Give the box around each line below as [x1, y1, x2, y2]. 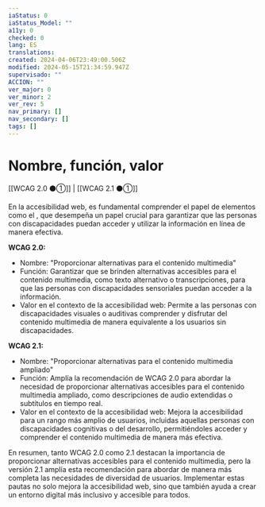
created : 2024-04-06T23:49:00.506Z [8, 56, 126, 64]
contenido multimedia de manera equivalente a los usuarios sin [19, 317, 226, 327]
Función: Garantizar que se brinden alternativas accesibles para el [19, 266, 236, 276]
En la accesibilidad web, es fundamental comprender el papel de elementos [8, 202, 256, 211]
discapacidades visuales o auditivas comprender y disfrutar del [19, 308, 228, 318]
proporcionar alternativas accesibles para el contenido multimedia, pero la [8, 456, 252, 466]
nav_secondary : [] [8, 115, 69, 123]
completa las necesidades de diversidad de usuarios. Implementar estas [8, 473, 245, 482]
